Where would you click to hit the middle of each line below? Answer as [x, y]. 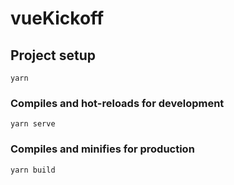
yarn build [33, 170]
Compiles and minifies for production [102, 149]
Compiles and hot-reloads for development [117, 103]
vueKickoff [57, 18]
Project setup [53, 55]
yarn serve [33, 124]
